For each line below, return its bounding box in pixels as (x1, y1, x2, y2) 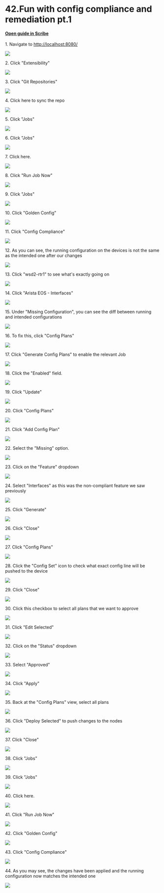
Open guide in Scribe (5, 30, 49, 36)
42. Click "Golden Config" (5, 831, 58, 836)
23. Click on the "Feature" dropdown (5, 464, 79, 470)
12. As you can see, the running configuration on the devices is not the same (5, 247, 160, 254)
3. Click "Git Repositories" (5, 79, 58, 85)
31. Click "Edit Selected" (5, 624, 54, 630)
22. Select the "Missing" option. (5, 445, 70, 451)
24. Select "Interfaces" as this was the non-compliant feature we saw (5, 483, 145, 489)
